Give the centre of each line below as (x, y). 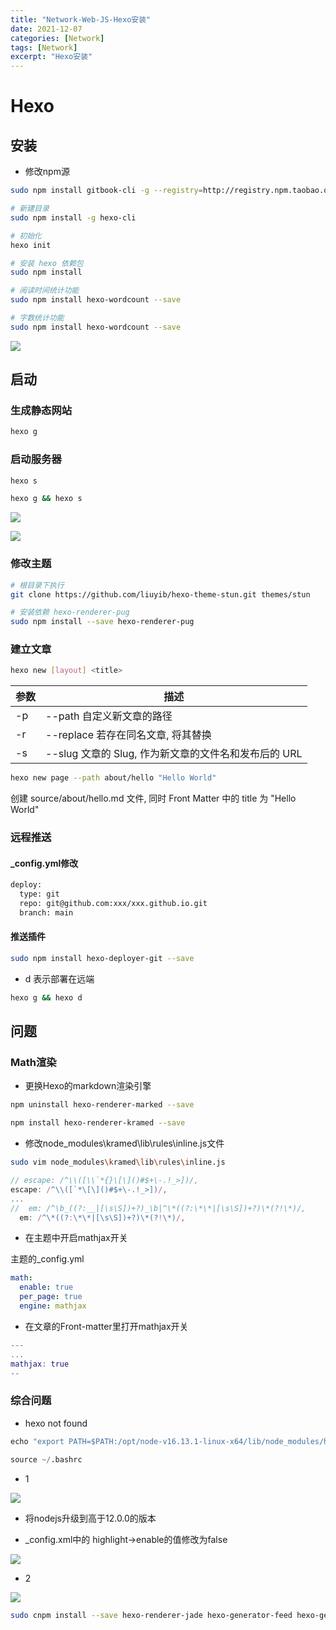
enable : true (46, 1287)
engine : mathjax (53, 1306)
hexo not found (56, 1423)
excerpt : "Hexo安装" (51, 57)
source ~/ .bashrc (46, 1459)
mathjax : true (40, 1364)
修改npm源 (47, 172)
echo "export (37, 1441)
